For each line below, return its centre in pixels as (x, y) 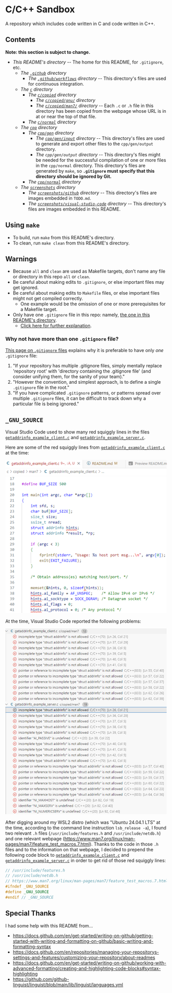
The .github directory (43, 73)
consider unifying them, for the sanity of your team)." (69, 376)
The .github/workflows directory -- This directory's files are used (97, 78)
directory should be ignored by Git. (73, 176)
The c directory (36, 89)
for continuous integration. (56, 84)
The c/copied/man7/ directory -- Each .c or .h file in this (94, 106)
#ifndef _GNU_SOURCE (27, 887)
